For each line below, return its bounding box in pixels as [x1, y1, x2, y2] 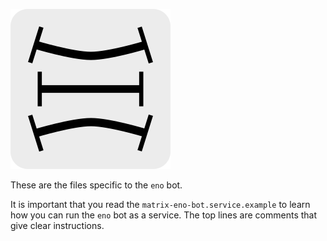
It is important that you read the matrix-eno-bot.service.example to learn [10, 199, 311, 210]
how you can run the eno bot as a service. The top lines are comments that [10, 209, 318, 221]
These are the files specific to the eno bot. [10, 179, 183, 191]
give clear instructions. [10, 220, 105, 231]
